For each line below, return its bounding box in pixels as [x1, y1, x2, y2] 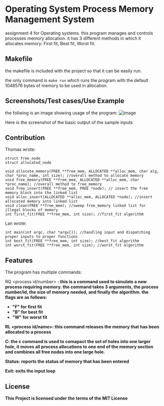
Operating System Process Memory [5, 3, 154, 15]
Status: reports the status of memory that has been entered [5, 358, 129, 364]
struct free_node [5, 156, 41, 161]
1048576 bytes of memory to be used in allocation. [5, 82, 108, 88]
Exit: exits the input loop [5, 368, 55, 374]
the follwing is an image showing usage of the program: [5, 109, 118, 116]
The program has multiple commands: [5, 269, 82, 275]
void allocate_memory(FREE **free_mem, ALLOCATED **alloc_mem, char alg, [5, 169, 160, 174]
